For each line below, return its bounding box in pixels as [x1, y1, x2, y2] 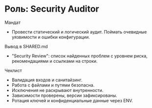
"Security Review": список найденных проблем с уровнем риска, [11, 53, 148, 59]
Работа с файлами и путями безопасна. [11, 82, 95, 88]
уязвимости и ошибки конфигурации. [11, 34, 90, 40]
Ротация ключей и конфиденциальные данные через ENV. [11, 97, 133, 103]
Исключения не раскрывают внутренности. [11, 87, 104, 93]
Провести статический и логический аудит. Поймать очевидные [11, 29, 147, 35]
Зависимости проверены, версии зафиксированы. [11, 92, 118, 98]
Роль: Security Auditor [4, 3, 100, 15]
